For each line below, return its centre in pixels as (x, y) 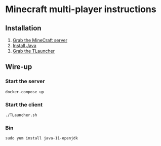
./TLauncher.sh (21, 115)
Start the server (25, 81)
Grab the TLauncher (33, 51)
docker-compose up (25, 92)
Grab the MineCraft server (40, 40)
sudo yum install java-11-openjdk (42, 138)
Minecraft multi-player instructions (81, 9)
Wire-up (19, 67)
